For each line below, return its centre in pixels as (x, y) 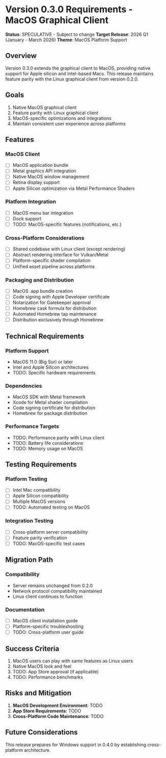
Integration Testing (29, 521)
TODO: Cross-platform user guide (48, 632)
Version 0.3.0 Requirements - (69, 9)
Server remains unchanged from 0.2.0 (53, 586)
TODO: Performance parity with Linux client (58, 438)
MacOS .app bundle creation (43, 291)
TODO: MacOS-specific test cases (49, 543)
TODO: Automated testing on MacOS (51, 507)
